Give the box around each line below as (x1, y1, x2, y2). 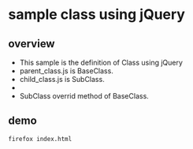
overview (8, 37, 55, 50)
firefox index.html (8, 135, 72, 143)
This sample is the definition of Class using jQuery (19, 58, 184, 67)
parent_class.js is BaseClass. (19, 66, 114, 76)
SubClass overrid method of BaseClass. (19, 91, 150, 100)
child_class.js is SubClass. (19, 75, 105, 84)
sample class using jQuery (8, 6, 185, 24)
